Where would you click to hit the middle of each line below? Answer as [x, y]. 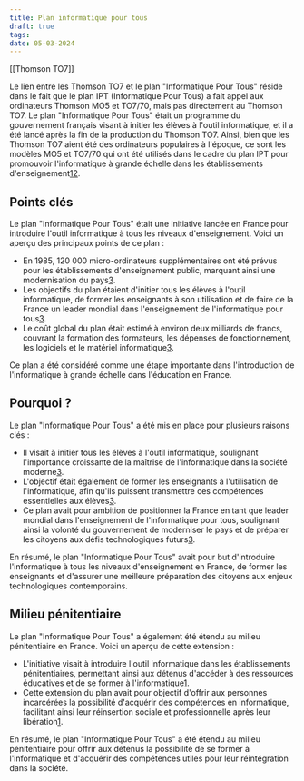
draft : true [32, 26]
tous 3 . [34, 319]
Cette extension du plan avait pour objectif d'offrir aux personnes [145, 692]
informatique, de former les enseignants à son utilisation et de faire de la [158, 300]
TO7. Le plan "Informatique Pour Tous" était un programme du [125, 115]
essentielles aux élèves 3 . [69, 500]
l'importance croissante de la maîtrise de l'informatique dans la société [155, 462]
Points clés [41, 202]
